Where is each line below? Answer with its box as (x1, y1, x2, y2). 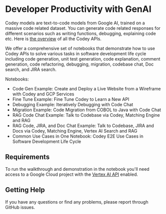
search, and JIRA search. (5, 66, 57, 72)
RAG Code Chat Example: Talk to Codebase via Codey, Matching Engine (12, 112, 160, 118)
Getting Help (5, 186, 45, 194)
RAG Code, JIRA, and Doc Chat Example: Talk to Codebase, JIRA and (12, 123, 154, 129)
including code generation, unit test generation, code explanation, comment (5, 56, 161, 62)
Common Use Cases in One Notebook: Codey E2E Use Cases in (12, 133, 144, 139)
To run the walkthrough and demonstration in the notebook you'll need (5, 166, 150, 172)
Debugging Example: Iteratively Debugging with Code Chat (12, 101, 133, 107)
